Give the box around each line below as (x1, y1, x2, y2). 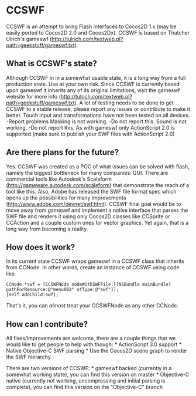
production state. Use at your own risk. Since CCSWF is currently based (6, 80, 180, 87)
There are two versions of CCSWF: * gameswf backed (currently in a (6, 365, 172, 372)
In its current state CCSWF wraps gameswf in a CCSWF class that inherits (6, 258, 184, 265)
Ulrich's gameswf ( (6, 35, 52, 42)
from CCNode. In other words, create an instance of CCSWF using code (6, 264, 180, 271)
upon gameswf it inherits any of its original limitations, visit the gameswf (6, 86, 180, 94)
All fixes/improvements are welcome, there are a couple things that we (6, 335, 176, 342)
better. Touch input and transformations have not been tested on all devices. (6, 111, 190, 119)
